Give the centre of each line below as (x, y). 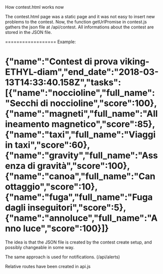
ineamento (27, 124)
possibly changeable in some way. (40, 247)
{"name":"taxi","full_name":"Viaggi (80, 135)
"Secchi (22, 103)
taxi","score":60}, (52, 145)
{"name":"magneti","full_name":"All (81, 114)
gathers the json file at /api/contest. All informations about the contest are (80, 27)
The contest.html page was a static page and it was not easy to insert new (80, 16)
